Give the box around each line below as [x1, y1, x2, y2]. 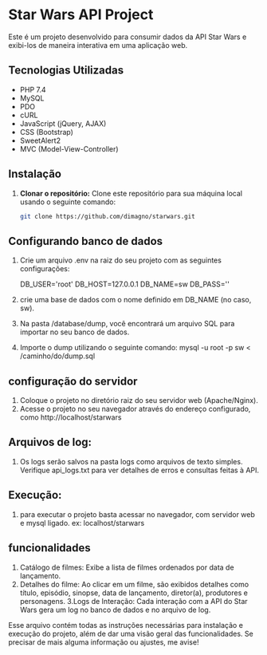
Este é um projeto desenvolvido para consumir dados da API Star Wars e [8, 32, 247, 41]
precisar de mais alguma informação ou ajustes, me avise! [8, 637, 199, 647]
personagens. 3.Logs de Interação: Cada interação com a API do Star [19, 596, 249, 606]
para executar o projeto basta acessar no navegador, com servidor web [19, 509, 255, 519]
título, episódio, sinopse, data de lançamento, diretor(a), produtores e [19, 588, 249, 598]
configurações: [19, 264, 70, 274]
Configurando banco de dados [8, 234, 163, 248]
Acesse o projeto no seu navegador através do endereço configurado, [19, 404, 251, 414]
